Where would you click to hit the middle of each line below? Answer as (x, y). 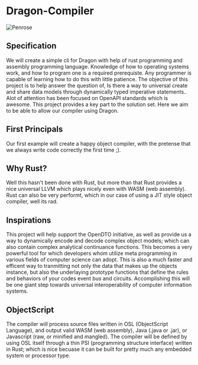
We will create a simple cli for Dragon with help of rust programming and (95, 60)
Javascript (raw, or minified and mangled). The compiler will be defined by (97, 337)
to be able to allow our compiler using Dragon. (62, 110)
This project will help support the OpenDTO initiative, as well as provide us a (99, 235)
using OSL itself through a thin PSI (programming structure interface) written (99, 343)
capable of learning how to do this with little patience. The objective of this (97, 79)
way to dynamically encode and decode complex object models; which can (98, 241)
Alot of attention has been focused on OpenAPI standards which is (87, 98)
